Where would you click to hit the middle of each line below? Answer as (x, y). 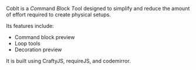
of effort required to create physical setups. (59, 15)
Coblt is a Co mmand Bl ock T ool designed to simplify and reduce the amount (98, 8)
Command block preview (44, 37)
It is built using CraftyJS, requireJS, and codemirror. (68, 61)
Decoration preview (38, 50)
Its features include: (30, 26)
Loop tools (27, 43)
